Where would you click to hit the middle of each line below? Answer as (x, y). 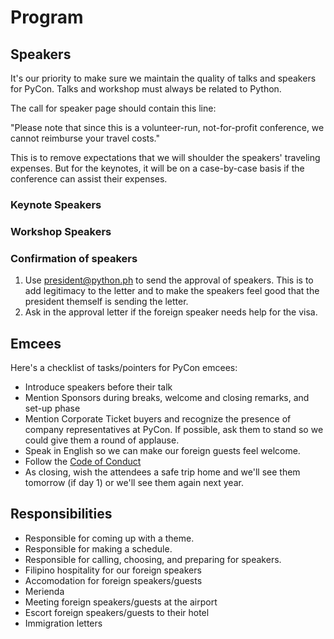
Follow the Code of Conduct (83, 461)
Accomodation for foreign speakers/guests (113, 580)
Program (47, 17)
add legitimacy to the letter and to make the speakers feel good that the (172, 291)
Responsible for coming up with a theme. (109, 538)
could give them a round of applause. (102, 440)
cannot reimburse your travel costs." (85, 138)
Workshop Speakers (61, 231)
